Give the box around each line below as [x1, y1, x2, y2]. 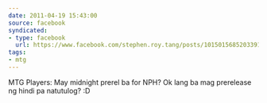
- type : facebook [8, 33, 66, 42]
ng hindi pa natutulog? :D [8, 86, 91, 95]
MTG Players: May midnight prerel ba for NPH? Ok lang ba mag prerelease [8, 77, 252, 87]
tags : [8, 48, 26, 56]
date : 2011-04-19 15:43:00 [8, 11, 98, 20]
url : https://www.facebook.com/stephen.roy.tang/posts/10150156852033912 [15, 41, 265, 49]
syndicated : [8, 26, 48, 34]
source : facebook [8, 19, 66, 27]
